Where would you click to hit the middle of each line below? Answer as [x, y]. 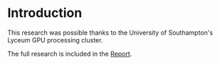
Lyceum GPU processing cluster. [55, 40]
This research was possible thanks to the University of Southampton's [110, 32]
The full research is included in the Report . [70, 54]
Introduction [45, 13]
